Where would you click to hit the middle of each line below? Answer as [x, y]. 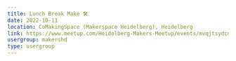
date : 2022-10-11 [33, 20]
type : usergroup [31, 46]
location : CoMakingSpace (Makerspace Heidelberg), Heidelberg [100, 27]
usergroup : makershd [38, 40]
